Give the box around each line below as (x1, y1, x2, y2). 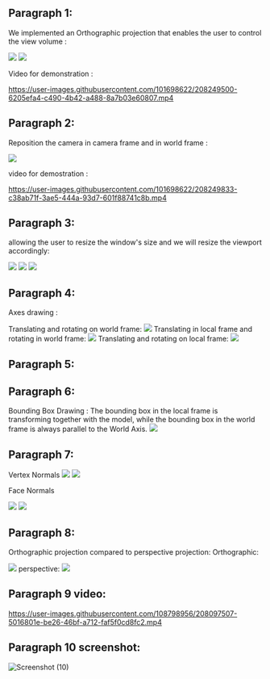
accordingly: (8, 246, 50, 256)
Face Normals (8, 486, 55, 496)
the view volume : (8, 36, 67, 46)
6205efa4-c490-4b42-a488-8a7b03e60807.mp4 (8, 93, 174, 103)
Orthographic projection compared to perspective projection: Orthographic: (8, 547, 260, 557)
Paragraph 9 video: (8, 587, 106, 601)
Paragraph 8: (8, 526, 75, 539)
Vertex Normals (8, 470, 60, 480)
